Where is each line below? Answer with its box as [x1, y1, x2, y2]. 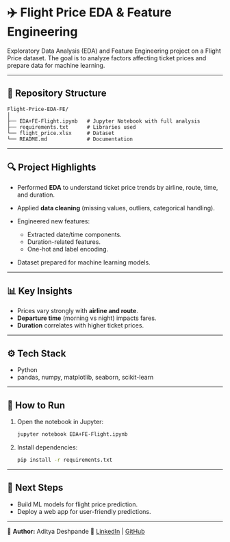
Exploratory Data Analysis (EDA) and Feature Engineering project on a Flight [7, 47, 221, 55]
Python [16, 366, 38, 374]
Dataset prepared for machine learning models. [16, 258, 151, 267]
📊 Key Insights [7, 285, 73, 297]
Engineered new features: [16, 217, 90, 225]
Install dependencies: [16, 443, 78, 452]
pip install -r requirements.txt [16, 456, 113, 463]
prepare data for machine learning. [7, 61, 105, 69]
